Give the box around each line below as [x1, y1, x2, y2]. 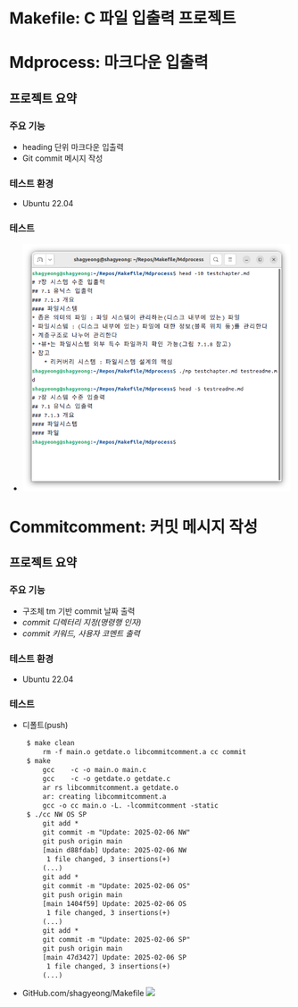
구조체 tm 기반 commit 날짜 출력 [21, 606, 136, 617]
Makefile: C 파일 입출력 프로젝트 [9, 8, 236, 29]
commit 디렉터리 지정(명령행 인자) [21, 617, 142, 628]
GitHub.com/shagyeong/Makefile [21, 988, 145, 999]
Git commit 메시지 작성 [21, 153, 103, 164]
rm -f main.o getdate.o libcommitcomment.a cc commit [42, 748, 247, 757]
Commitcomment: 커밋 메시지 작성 [9, 516, 259, 537]
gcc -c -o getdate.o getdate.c [42, 775, 171, 784]
